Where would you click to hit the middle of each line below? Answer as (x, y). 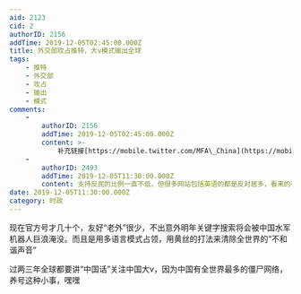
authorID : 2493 (70, 168)
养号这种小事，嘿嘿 (45, 280)
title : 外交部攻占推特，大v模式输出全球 (75, 51)
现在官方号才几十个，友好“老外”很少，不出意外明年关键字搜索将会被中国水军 (150, 227)
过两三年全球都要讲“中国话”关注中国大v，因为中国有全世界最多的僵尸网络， (149, 269)
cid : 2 (21, 26)
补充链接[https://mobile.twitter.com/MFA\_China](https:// (167, 151)
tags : (19, 59)
